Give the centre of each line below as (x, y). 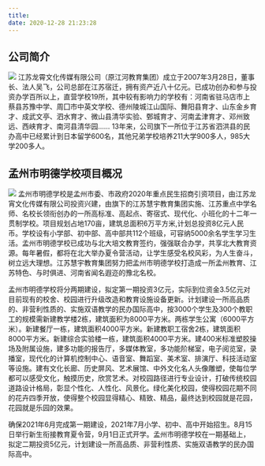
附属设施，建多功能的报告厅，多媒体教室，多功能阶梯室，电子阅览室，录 (139, 349)
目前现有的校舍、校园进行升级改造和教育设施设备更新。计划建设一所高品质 (129, 300)
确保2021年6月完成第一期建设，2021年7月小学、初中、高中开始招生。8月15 (130, 425)
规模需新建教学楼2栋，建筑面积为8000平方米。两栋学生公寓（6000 (131, 319)
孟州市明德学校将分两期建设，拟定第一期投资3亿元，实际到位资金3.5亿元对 (129, 289)
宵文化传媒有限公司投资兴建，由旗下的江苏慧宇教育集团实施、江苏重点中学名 (132, 204)
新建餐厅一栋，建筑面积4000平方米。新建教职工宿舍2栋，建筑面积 (133, 329)
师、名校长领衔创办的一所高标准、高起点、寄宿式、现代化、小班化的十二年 (129, 214)
